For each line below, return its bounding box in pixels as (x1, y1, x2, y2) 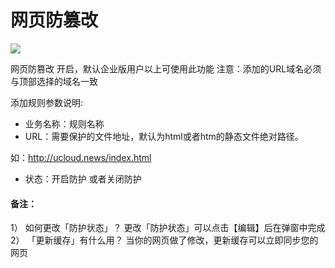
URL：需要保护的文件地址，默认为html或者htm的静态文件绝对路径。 (24, 130, 304, 142)
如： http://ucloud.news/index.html (10, 151, 152, 163)
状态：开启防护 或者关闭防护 (24, 172, 142, 185)
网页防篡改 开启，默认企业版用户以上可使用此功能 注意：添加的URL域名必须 (10, 62, 322, 75)
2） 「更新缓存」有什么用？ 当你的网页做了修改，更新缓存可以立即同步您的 (10, 234, 319, 246)
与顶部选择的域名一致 (10, 75, 98, 87)
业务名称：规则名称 (24, 117, 105, 130)
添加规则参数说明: (10, 96, 84, 108)
